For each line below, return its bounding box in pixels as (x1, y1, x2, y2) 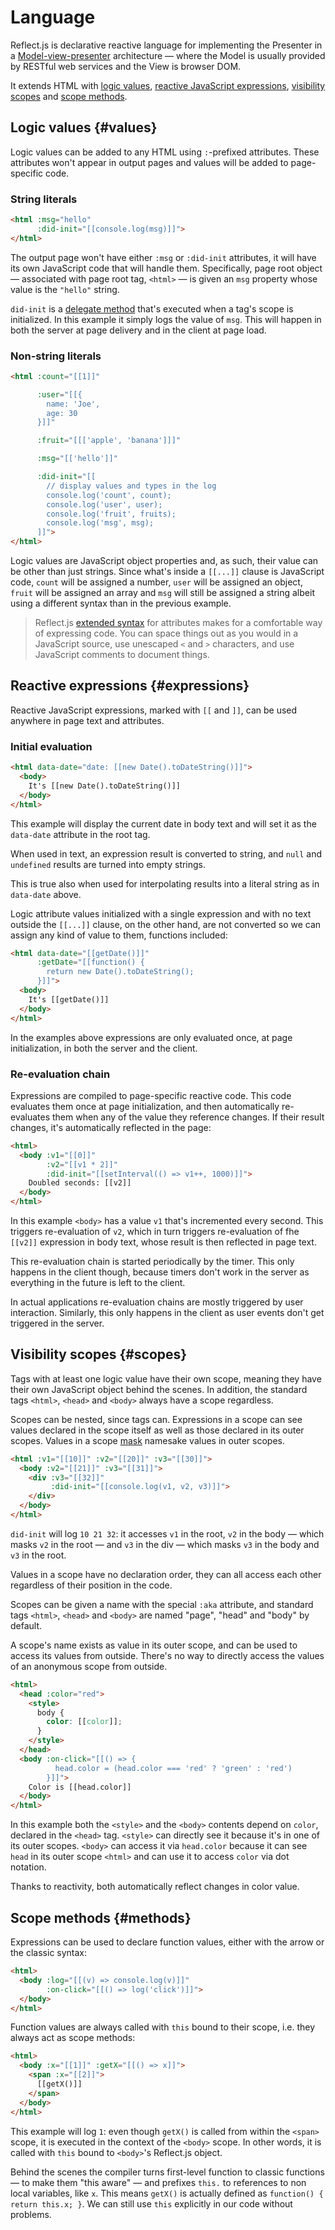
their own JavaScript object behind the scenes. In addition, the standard (10, 1383, 308, 1395)
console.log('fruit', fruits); (46, 509, 177, 519)
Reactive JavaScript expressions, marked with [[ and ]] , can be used (10, 704, 298, 716)
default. (10, 1619, 43, 1631)
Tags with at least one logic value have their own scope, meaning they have (10, 1372, 322, 1385)
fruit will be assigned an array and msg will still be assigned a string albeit (10, 587, 315, 599)
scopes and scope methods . (10, 90, 128, 102)
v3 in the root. (10, 1549, 67, 1561)
